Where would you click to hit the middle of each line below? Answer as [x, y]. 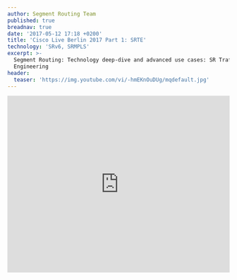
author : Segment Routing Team [52, 14]
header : [19, 73]
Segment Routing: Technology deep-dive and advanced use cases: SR [115, 60]
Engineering [31, 66]
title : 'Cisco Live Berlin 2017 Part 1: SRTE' [77, 40]
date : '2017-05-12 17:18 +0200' [55, 34]
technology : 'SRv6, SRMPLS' [49, 47]
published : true [31, 21]
